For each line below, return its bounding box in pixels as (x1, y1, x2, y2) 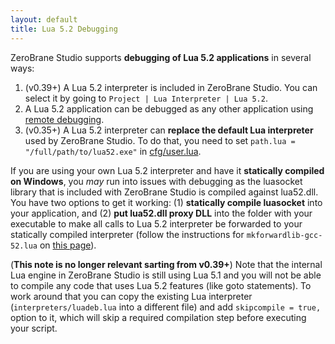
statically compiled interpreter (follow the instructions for (10, 228, 245, 240)
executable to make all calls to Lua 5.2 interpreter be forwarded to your (10, 217, 303, 230)
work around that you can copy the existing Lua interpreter (10, 290, 253, 302)
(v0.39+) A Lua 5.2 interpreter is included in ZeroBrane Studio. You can (24, 81, 318, 93)
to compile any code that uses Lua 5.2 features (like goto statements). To (10, 279, 312, 291)
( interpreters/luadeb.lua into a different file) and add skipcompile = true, (10, 301, 322, 313)
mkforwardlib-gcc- (246, 230, 323, 240)
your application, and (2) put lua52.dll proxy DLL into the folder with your (10, 207, 313, 219)
